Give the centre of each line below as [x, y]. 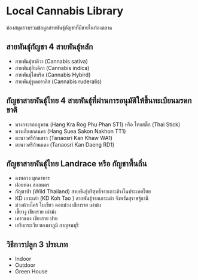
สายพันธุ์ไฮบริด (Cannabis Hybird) [53, 74]
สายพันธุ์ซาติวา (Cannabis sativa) [51, 61]
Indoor [23, 259]
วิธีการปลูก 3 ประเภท [37, 244]
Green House [31, 272]
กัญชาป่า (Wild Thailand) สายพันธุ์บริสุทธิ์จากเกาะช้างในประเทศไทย [83, 191]
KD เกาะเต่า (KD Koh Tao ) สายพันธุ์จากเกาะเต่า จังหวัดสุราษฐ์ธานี [82, 198]
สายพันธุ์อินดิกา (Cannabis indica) [52, 68]
